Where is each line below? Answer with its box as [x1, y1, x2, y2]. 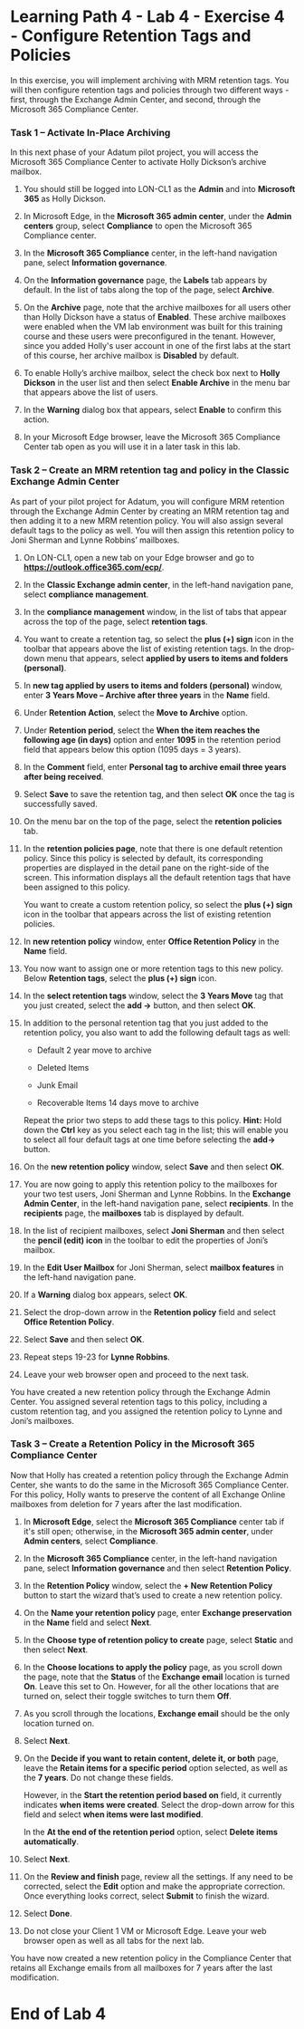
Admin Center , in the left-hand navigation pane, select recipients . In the [23, 1197, 294, 1208]
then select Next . [23, 1644, 89, 1655]
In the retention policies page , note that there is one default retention [23, 842, 283, 853]
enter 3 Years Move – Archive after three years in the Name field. [23, 689, 271, 700]
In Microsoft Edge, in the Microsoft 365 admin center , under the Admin [23, 211, 292, 222]
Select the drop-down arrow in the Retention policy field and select [23, 1306, 277, 1317]
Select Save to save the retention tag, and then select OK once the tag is [23, 788, 295, 799]
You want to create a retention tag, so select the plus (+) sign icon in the [23, 633, 294, 644]
